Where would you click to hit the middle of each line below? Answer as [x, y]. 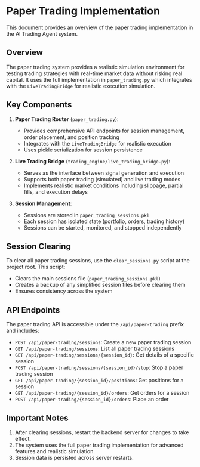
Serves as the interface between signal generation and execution [104, 173]
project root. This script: [36, 267]
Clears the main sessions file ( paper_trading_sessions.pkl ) [87, 279]
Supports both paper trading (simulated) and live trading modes [102, 179]
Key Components [39, 105]
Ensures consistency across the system [64, 291]
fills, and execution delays [56, 191]
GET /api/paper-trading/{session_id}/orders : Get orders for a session [102, 393]
